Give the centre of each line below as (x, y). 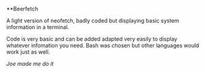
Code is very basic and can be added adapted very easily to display (92, 39)
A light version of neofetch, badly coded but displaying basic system (93, 20)
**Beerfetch (22, 9)
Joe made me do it (30, 64)
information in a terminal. (38, 27)
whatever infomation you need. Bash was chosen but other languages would (103, 45)
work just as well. (28, 52)
